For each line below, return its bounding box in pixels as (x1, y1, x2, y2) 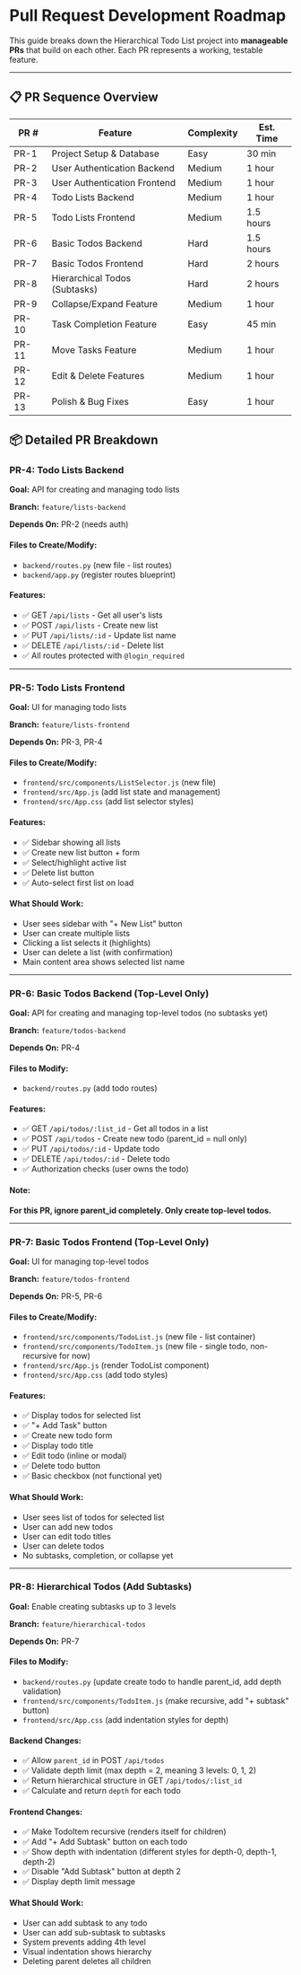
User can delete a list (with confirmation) (21, 946, 173, 957)
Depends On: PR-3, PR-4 (9, 737, 103, 748)
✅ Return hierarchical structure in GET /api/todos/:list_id (21, 1775, 243, 1786)
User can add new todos (21, 1521, 114, 1532)
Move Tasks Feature (51, 343, 137, 355)
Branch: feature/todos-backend (9, 1025, 126, 1036)
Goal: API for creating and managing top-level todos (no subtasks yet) (9, 1007, 269, 1019)
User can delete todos (21, 1540, 105, 1551)
